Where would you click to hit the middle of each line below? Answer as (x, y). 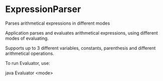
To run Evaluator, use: (28, 63)
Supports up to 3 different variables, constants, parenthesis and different (80, 48)
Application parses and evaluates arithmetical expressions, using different (81, 33)
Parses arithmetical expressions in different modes (58, 23)
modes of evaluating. (27, 38)
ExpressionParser (43, 9)
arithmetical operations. (30, 53)
